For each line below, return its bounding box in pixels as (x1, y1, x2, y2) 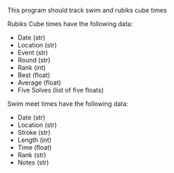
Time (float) (17, 143, 52, 151)
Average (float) (17, 78, 61, 87)
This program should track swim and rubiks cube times (7, 6, 167, 14)
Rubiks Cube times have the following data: (7, 20, 133, 28)
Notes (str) (17, 158, 49, 167)
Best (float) (17, 71, 51, 79)
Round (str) (17, 56, 51, 64)
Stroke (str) (17, 129, 51, 136)
